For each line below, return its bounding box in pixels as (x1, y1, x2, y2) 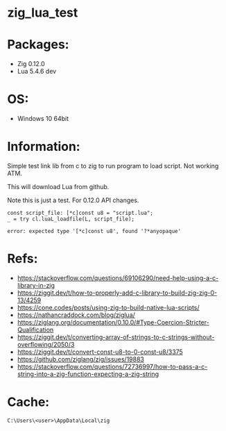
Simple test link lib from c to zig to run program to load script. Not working (7, 162, 219, 170)
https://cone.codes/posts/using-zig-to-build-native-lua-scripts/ (17, 303, 200, 311)
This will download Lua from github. (7, 183, 110, 190)
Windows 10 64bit (17, 115, 69, 123)
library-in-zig (17, 281, 55, 289)
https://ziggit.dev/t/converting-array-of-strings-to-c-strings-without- (17, 332, 215, 341)
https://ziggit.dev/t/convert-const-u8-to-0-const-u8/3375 (17, 348, 184, 356)
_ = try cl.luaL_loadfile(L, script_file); (7, 215, 135, 222)
